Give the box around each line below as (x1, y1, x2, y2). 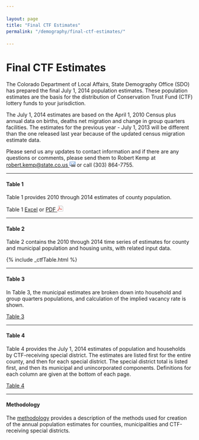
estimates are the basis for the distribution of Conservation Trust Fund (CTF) (6, 93, 193, 100)
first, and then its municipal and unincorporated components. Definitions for (6, 364, 191, 371)
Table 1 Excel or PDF (6, 206, 56, 213)
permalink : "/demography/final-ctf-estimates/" (6, 29, 126, 34)
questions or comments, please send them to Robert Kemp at (6, 155, 156, 162)
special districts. (30, 427, 70, 434)
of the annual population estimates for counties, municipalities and (6, 421, 169, 428)
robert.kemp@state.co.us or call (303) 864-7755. (6, 161, 134, 169)
